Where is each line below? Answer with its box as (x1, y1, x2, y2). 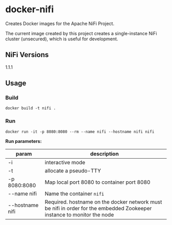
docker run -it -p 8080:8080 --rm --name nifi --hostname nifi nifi (5, 129, 155, 134)
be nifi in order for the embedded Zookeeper (45, 205, 152, 212)
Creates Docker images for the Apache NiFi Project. (5, 20, 115, 27)
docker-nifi (5, 4, 54, 15)
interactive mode (45, 159, 85, 166)
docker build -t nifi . (5, 106, 56, 111)
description (90, 150, 119, 157)
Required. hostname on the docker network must (45, 198, 162, 205)
